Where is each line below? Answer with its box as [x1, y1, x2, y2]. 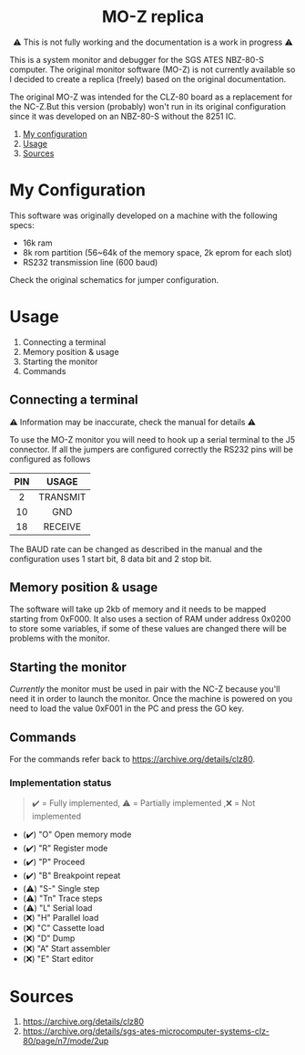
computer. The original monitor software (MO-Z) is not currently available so [9, 64, 296, 75]
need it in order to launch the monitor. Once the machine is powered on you [9, 694, 293, 705]
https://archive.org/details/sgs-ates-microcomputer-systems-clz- [22, 1026, 270, 1037]
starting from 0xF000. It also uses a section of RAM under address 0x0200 [9, 613, 291, 624]
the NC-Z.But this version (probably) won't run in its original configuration [9, 100, 287, 111]
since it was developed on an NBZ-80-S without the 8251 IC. [9, 110, 237, 121]
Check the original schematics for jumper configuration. [9, 274, 219, 285]
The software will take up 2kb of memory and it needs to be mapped [9, 604, 267, 615]
